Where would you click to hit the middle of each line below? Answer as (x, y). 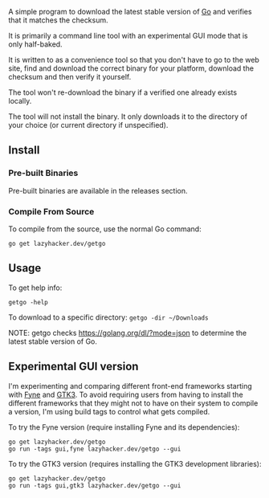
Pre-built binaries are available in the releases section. (98, 190)
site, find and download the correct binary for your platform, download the (131, 68)
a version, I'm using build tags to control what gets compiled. (109, 411)
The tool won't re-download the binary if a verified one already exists (123, 92)
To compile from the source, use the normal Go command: (105, 229)
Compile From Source (51, 211)
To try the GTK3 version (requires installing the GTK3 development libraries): (135, 463)
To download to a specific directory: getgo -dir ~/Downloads (108, 317)
